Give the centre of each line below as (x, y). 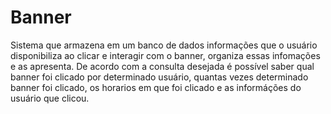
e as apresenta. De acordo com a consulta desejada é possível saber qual (162, 66)
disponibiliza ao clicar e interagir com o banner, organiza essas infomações (165, 55)
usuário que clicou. (50, 98)
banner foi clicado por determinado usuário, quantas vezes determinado (159, 77)
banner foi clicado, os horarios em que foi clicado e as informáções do (156, 87)
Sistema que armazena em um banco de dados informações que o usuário (164, 45)
